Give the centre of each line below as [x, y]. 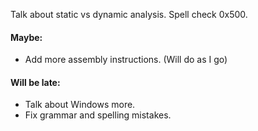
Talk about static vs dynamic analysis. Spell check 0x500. [129, 14]
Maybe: [26, 37]
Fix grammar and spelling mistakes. [98, 115]
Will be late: [35, 82]
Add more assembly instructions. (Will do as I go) [126, 60]
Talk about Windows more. [80, 105]
